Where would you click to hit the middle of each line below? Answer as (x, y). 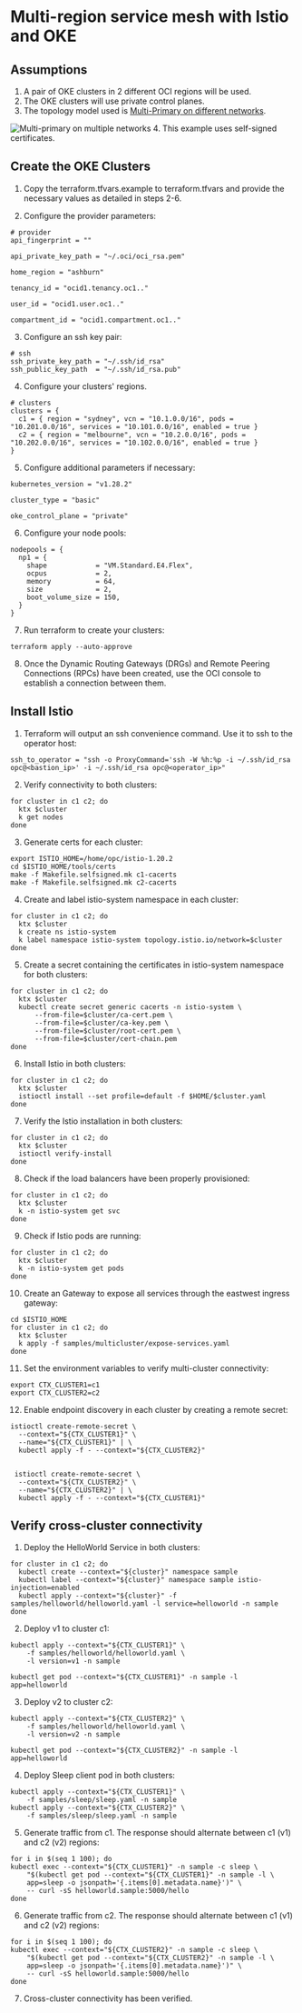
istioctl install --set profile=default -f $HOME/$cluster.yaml (142, 1096)
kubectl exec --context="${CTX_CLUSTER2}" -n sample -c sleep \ (134, 1950)
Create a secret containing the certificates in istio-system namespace (154, 965)
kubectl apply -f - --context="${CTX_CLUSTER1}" (112, 1497)
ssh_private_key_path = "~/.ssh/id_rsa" (88, 361)
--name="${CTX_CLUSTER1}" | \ (75, 1442)
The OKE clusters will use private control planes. (114, 101)
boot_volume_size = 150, (73, 597)
